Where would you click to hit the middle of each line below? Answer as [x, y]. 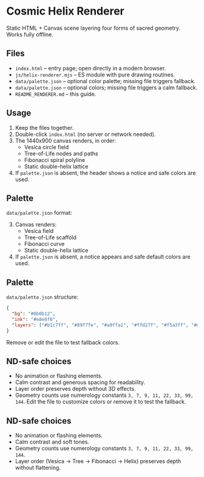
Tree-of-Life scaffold [50, 237]
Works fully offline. [30, 34]
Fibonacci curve [44, 244]
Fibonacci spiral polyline [55, 160]
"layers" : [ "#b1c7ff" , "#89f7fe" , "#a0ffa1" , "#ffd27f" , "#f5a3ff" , [100, 325]
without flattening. [38, 468]
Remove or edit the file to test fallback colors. [63, 342]
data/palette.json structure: [42, 297]
